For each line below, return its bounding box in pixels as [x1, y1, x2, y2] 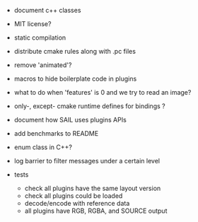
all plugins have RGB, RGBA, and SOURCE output [24, 206, 168, 215]
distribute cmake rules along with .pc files [13, 47, 136, 55]
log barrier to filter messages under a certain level [13, 157, 161, 165]
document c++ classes [13, 6, 81, 14]
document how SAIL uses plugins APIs [13, 116, 127, 124]
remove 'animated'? [13, 61, 72, 69]
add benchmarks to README [13, 129, 99, 137]
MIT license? [13, 20, 52, 28]
